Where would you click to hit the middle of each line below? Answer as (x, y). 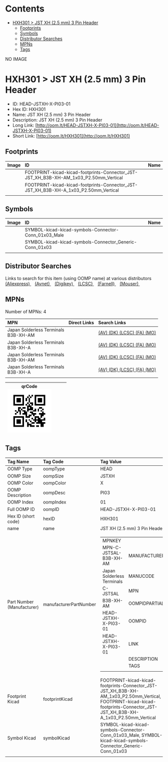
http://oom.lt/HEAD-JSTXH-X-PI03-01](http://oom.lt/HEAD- (98, 125)
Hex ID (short (21, 516)
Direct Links (81, 323)
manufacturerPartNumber (70, 604)
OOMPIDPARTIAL (146, 603)
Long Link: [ (25, 125)
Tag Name (18, 462)
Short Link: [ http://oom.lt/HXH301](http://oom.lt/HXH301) (71, 136)
